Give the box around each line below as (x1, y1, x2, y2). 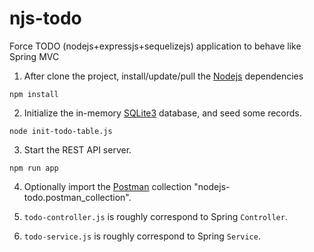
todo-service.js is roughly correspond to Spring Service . (23, 230, 261, 242)
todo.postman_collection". (23, 191, 132, 203)
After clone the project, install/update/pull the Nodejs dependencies (23, 70, 304, 82)
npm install (9, 89, 59, 99)
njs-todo (9, 7, 82, 30)
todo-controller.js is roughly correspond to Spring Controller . (23, 210, 288, 222)
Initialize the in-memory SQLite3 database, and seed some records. (23, 107, 302, 119)
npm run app (9, 163, 59, 173)
